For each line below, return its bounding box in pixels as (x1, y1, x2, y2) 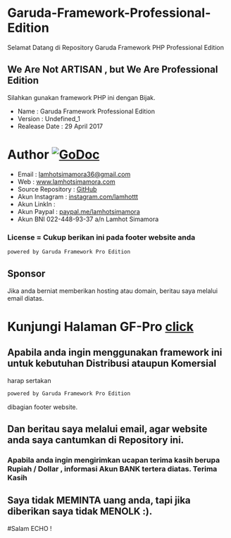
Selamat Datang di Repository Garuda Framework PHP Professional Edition (7, 43, 224, 51)
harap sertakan (7, 376, 51, 384)
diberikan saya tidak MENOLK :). (7, 506, 153, 518)
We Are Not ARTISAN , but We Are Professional (7, 63, 218, 75)
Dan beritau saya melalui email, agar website (7, 423, 208, 434)
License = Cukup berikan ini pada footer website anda (7, 232, 196, 242)
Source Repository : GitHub (17, 184, 97, 193)
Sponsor (7, 268, 46, 280)
